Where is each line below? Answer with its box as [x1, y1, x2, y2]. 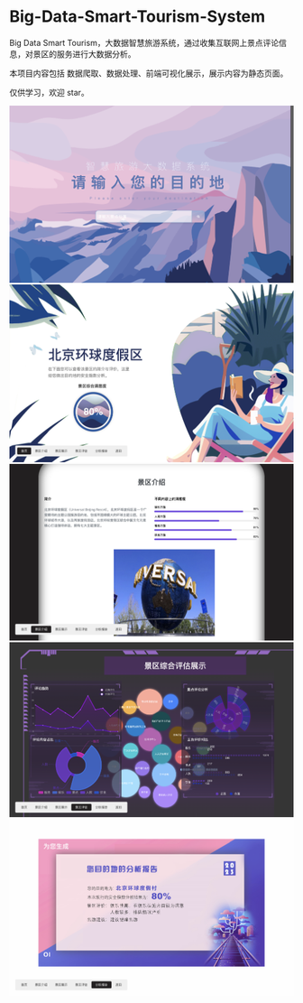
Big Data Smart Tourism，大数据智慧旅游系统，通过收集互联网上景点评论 [9, 37, 280, 48]
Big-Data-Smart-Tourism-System [9, 6, 266, 27]
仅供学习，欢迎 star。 [9, 87, 90, 98]
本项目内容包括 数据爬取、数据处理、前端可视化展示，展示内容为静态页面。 [9, 68, 289, 79]
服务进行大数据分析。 [56, 48, 136, 60]
